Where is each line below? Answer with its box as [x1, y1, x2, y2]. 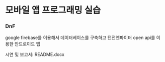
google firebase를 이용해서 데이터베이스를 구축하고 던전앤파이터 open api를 [5, 34, 155, 40]
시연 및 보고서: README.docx [5, 51, 64, 57]
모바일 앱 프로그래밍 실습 [5, 4, 101, 16]
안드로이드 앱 [14, 41, 40, 47]
